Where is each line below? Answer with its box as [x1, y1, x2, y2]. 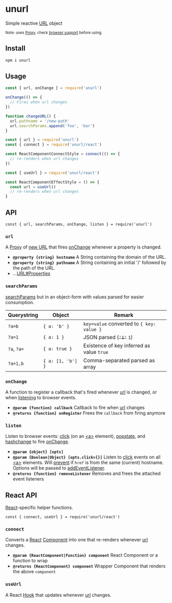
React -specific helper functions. [5, 505, 73, 510]
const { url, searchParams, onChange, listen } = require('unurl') [5, 222, 153, 227]
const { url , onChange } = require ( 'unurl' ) [5, 85, 102, 91]
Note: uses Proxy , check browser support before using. [5, 30, 102, 35]
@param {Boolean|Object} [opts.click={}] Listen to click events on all [12, 454, 161, 460]
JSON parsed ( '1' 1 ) [83, 333, 133, 341]
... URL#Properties [12, 271, 51, 277]
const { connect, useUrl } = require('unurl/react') [5, 515, 120, 520]
